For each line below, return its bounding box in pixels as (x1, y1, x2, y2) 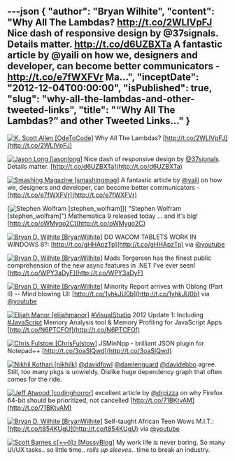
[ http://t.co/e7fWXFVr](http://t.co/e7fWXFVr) (7, 191, 138, 199)
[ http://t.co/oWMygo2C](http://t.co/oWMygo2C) (7, 219, 145, 227)
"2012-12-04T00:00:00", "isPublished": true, (7, 82, 212, 94)
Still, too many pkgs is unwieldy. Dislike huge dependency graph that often (7, 367, 222, 376)
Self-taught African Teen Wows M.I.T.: (104, 417, 215, 425)
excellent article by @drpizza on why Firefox (94, 388, 223, 397)
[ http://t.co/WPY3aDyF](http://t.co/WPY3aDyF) (7, 268, 143, 277)
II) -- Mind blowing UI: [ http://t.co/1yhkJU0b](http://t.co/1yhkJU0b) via (7, 289, 210, 298)
